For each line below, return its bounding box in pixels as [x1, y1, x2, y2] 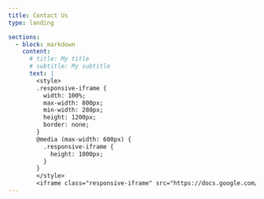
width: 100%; [42, 91, 86, 99]
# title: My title [28, 55, 90, 63]
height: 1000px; [49, 150, 104, 158]
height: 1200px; [42, 113, 97, 122]
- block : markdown [15, 40, 76, 48]
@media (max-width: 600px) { [36, 135, 132, 143]
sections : [8, 33, 41, 41]
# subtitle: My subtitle [28, 62, 111, 71]
